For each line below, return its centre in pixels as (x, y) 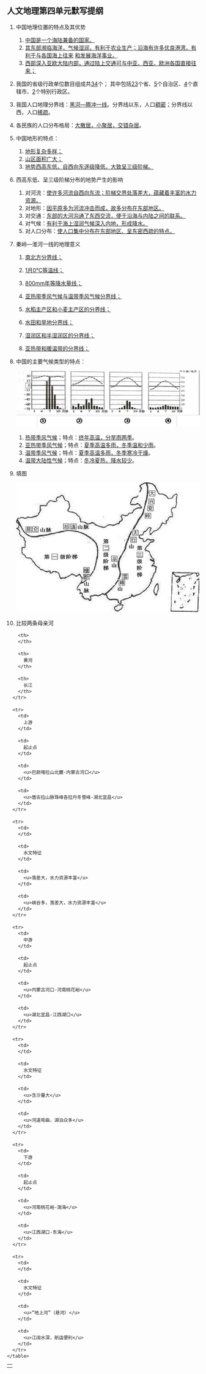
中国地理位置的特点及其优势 (51, 27)
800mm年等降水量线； (53, 283)
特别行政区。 (57, 91)
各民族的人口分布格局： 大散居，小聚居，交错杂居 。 (80, 125)
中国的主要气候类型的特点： (51, 361)
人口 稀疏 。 (40, 112)
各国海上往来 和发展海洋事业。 (79, 55)
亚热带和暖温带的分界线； (57, 348)
